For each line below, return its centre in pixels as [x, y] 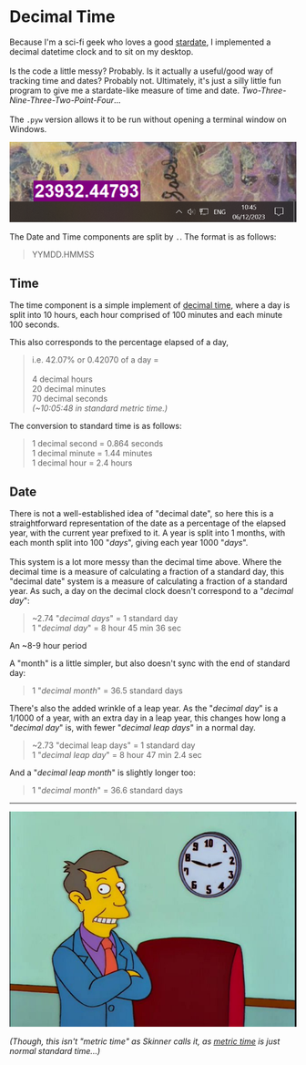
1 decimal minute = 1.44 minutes [92, 454]
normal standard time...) [55, 1051]
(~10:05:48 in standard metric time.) [100, 408]
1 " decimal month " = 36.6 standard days [107, 791]
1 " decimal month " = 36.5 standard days [107, 691]
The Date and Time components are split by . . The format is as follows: [143, 237]
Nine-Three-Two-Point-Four [62, 100]
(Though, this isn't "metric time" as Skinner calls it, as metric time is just [145, 1041]
